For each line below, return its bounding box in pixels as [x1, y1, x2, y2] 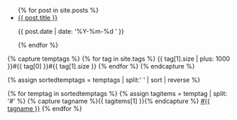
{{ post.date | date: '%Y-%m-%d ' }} [17, 28, 124, 35]
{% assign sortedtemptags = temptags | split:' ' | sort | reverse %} [7, 76, 201, 84]
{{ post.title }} [17, 13, 58, 22]
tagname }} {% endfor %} [7, 104, 83, 112]
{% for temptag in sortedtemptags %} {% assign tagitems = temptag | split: [7, 90, 228, 97]
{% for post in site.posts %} [17, 6, 99, 14]
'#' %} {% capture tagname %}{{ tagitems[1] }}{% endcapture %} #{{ [7, 97, 211, 105]
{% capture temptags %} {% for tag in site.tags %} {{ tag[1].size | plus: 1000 [7, 54, 231, 63]
